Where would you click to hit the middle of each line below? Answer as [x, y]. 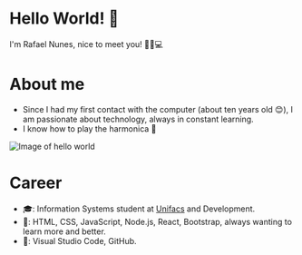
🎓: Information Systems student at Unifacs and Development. [139, 209]
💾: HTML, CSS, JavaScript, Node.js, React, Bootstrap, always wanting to [157, 221]
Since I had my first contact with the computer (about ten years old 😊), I [157, 109]
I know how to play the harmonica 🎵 [89, 128]
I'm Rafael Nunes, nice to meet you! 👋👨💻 [86, 44]
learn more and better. [64, 231]
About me [47, 84]
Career [36, 183]
